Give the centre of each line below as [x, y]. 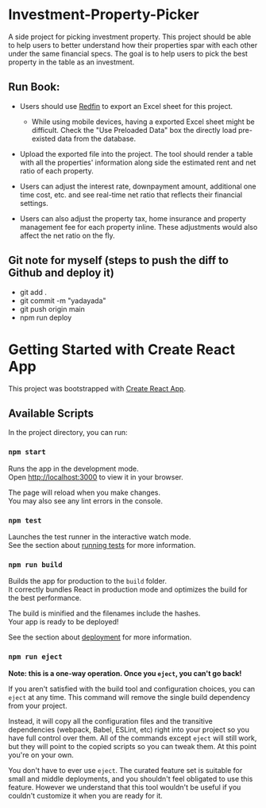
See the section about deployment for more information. [100, 637]
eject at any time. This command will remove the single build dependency [129, 697]
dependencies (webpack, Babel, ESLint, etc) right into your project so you [129, 729]
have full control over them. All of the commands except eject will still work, [133, 738]
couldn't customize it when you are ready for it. [85, 795]
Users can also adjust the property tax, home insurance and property [133, 218]
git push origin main [52, 309]
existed [44, 138]
